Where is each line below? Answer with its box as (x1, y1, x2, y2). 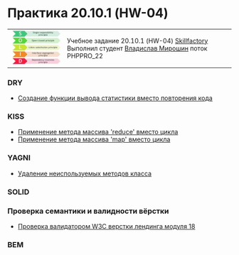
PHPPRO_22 (67, 51, 103, 60)
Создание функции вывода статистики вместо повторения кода (17, 94, 213, 102)
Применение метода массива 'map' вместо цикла (17, 135, 171, 143)
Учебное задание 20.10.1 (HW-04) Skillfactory (67, 36, 208, 45)
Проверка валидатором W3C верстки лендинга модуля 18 (17, 222, 196, 230)
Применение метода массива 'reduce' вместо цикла (17, 128, 179, 136)
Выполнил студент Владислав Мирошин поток (67, 44, 208, 53)
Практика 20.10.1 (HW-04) (7, 5, 169, 21)
